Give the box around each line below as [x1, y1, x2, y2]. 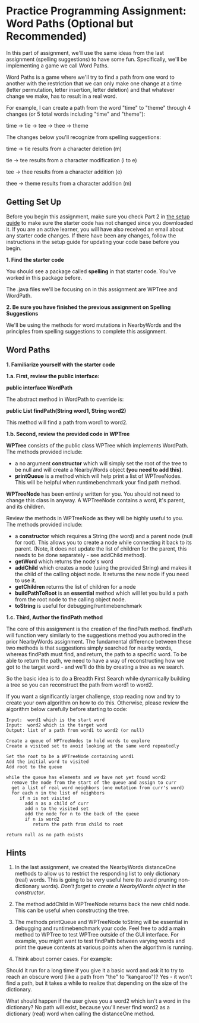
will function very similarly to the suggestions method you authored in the [6, 631, 186, 639]
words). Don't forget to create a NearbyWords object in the [40, 883, 186, 890]
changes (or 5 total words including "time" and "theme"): [6, 110, 146, 118]
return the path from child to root [32, 821, 124, 827]
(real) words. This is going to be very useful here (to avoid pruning [14, 876, 177, 883]
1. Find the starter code [6, 256, 64, 263]
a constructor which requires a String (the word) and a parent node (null [14, 532, 193, 539]
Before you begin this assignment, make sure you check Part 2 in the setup [6, 213, 190, 220]
